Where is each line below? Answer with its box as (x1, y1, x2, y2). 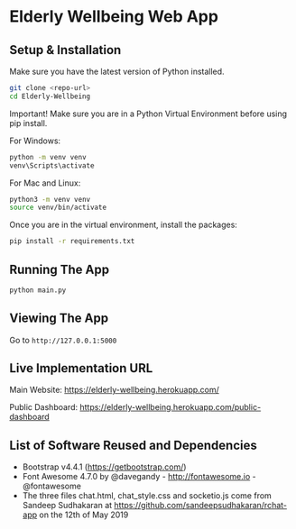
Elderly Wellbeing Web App (9, 6, 219, 27)
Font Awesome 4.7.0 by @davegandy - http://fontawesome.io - (22, 471, 256, 482)
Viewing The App (9, 311, 109, 326)
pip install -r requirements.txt (9, 237, 135, 246)
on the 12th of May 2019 (39, 509, 129, 520)
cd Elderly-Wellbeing (9, 92, 91, 101)
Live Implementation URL (9, 360, 153, 376)
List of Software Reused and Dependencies (9, 437, 257, 452)
